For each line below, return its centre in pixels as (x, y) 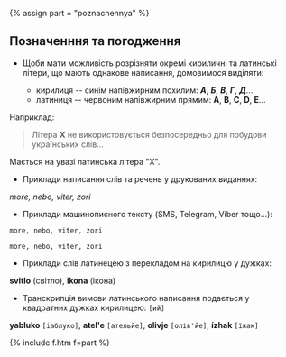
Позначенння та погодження (95, 41)
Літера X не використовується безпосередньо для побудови (149, 134)
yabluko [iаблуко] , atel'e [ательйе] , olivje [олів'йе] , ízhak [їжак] (134, 325)
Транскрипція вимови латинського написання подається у (136, 297)
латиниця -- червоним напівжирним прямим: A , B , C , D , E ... (151, 99)
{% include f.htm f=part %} (60, 343)
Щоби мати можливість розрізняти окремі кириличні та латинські (149, 63)
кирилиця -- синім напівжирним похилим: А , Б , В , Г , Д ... (144, 90)
